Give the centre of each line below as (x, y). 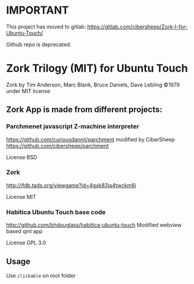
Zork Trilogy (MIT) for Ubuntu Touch (97, 68)
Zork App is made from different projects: (84, 110)
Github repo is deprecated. (39, 44)
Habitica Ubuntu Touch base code (56, 212)
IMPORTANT (38, 10)
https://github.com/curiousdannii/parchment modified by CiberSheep (90, 139)
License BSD (22, 157)
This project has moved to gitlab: (46, 27)
